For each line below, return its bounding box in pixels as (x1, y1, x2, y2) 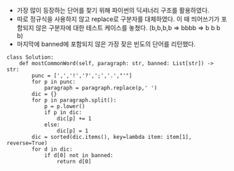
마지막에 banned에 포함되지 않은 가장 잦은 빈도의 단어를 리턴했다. (16, 40, 196, 48)
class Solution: (6, 54, 54, 61)
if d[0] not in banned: (43, 152, 113, 159)
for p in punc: (32, 78, 76, 85)
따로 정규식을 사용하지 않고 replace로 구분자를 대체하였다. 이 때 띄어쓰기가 (16, 15, 220, 23)
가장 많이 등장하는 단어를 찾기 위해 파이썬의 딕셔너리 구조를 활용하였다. (16, 6, 209, 14)
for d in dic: (32, 146, 73, 153)
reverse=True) (6, 139, 48, 146)
